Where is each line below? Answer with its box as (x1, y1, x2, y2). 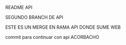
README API (5, 5, 33, 10)
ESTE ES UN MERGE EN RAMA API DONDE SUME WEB (5, 24, 121, 30)
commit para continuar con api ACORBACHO (5, 34, 99, 40)
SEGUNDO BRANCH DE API (5, 14, 64, 20)
